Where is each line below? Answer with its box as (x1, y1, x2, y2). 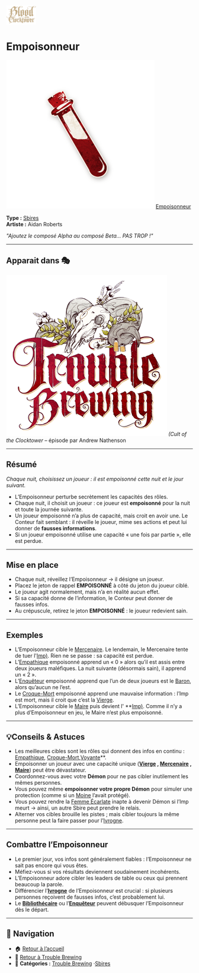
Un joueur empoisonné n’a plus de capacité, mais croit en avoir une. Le (14, 512, 188, 519)
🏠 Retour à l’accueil (14, 944, 65, 952)
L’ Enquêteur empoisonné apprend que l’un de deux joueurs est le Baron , (14, 677, 191, 685)
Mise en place (6, 560, 59, 570)
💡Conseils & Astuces (6, 732, 85, 742)
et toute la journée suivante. (14, 506, 84, 513)
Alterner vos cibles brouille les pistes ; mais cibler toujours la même (14, 811, 179, 817)
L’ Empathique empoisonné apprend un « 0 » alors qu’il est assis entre (14, 659, 185, 666)
